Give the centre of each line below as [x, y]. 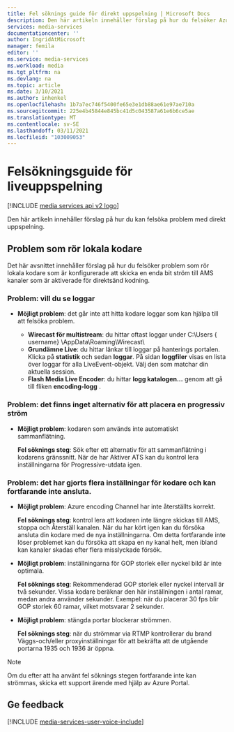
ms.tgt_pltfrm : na [34, 72]
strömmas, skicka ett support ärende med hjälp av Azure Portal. [99, 682]
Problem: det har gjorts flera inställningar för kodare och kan [111, 483]
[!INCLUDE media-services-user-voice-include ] [76, 722]
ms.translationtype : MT [42, 117]
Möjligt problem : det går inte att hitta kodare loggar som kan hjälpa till [118, 314]
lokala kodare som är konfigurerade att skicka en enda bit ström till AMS [110, 273]
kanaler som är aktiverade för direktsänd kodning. [79, 280]
